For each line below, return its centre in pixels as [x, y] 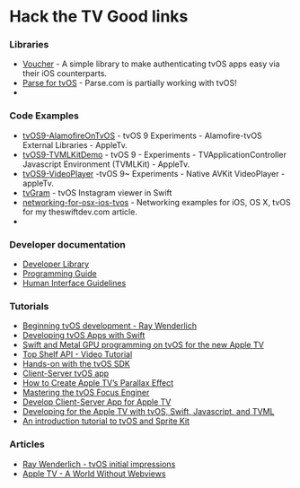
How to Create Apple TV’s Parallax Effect [98, 383]
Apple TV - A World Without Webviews [94, 474]
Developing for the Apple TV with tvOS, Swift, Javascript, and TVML [148, 412]
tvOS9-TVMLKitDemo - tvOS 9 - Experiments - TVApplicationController [154, 154]
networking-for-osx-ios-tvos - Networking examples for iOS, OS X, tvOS [157, 202]
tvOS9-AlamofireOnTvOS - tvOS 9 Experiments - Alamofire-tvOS [142, 135]
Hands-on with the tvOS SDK [76, 364]
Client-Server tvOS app [66, 373]
